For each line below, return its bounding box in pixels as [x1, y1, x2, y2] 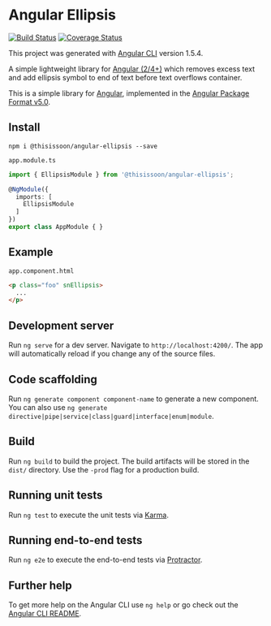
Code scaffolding [8, 372, 97, 386]
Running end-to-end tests [8, 533, 143, 547]
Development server [8, 318, 114, 332]
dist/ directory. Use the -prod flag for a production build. [8, 464, 200, 474]
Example [8, 245, 54, 259]
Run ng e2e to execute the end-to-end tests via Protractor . [8, 555, 203, 565]
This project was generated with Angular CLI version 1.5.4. [8, 48, 204, 58]
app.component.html [8, 266, 75, 275]
